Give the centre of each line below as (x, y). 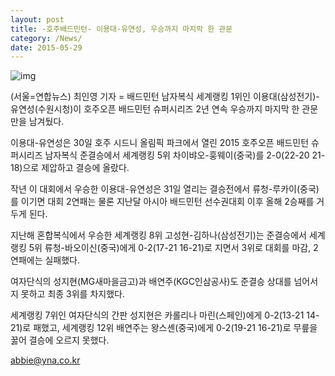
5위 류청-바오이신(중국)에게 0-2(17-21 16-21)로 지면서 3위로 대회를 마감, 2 (173, 248)
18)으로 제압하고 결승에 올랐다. (70, 168)
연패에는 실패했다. (45, 260)
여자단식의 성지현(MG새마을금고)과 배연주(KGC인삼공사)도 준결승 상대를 (151, 282)
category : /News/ (46, 38)
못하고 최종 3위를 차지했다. (72, 294)
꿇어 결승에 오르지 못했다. (60, 340)
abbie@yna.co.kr (45, 360)
